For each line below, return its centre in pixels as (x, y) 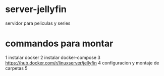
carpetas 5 (16, 68)
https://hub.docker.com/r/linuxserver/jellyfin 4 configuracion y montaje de (82, 63)
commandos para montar (59, 44)
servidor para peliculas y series (38, 23)
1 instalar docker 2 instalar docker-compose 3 (53, 57)
